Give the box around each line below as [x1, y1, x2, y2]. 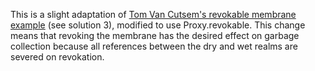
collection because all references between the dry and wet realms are [10, 40, 298, 52]
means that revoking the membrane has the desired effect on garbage [10, 30, 300, 41]
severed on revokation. [10, 51, 105, 63]
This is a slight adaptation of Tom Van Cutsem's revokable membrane [10, 9, 297, 20]
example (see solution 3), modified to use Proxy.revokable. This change [10, 19, 306, 31]
